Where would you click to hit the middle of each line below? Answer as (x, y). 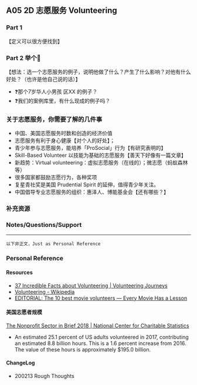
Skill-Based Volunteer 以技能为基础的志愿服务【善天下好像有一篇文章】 (100, 155)
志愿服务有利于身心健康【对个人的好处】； (65, 140)
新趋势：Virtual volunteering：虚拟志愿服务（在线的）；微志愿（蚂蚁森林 (101, 163)
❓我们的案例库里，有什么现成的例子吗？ (62, 101)
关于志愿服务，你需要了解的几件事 (54, 119)
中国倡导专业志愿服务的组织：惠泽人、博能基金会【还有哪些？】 (91, 192)
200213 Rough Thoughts (44, 376)
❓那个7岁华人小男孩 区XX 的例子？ (56, 91)
